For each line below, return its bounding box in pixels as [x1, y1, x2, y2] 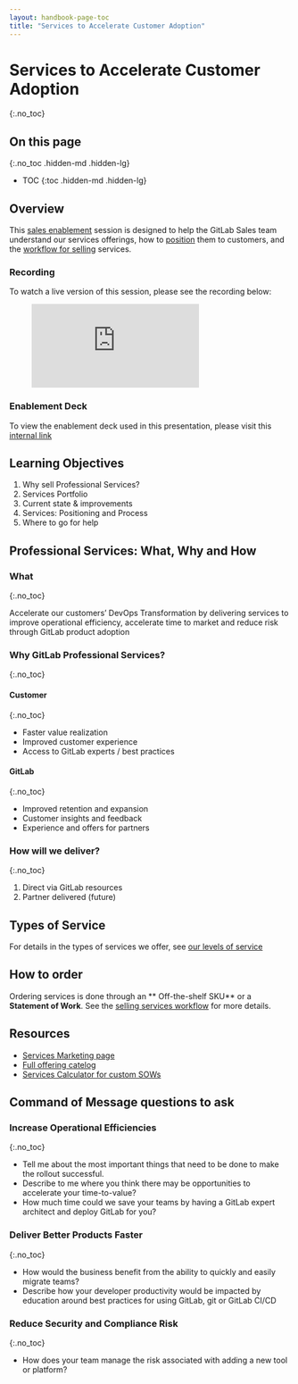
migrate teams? [21, 1276, 80, 1287]
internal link [9, 429, 52, 440]
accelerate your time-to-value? [21, 1188, 137, 1198]
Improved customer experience [21, 736, 138, 746]
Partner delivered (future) [21, 892, 116, 903]
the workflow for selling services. [9, 244, 132, 254]
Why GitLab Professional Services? [9, 649, 166, 662]
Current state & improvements [21, 498, 133, 509]
